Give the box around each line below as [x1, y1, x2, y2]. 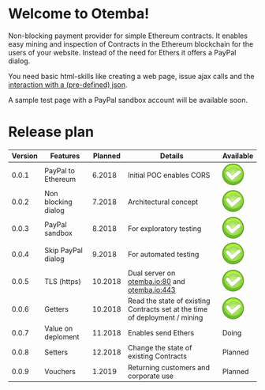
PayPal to [44, 166, 75, 176]
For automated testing [127, 250, 200, 259]
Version [11, 151, 38, 161]
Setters [44, 347, 69, 357]
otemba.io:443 [127, 285, 176, 294]
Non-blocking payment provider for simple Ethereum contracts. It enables [8, 31, 248, 40]
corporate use [127, 371, 174, 381]
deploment [44, 332, 80, 342]
